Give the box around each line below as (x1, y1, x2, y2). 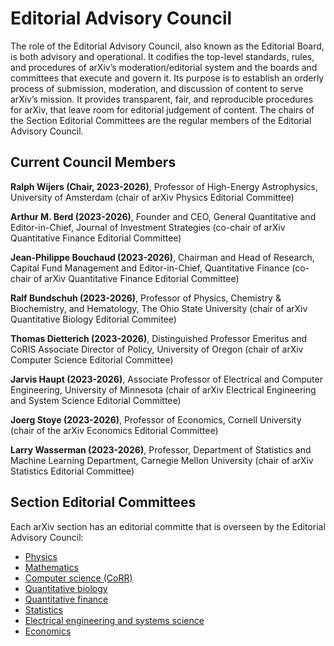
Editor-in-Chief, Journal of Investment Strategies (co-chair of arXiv (10, 221, 286, 233)
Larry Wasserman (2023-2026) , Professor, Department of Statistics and (10, 443, 312, 456)
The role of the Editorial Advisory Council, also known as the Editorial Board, (10, 40, 325, 52)
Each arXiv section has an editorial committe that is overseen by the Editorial (10, 520, 326, 532)
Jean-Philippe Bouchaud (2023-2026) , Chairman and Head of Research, (10, 251, 315, 263)
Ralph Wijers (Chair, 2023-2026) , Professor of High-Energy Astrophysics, (10, 180, 319, 192)
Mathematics (24, 561, 79, 573)
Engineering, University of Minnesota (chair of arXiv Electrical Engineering (10, 383, 317, 396)
